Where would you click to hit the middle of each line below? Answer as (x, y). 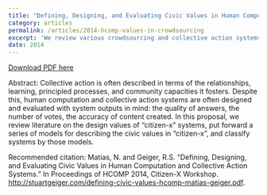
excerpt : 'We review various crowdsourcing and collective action (120, 38)
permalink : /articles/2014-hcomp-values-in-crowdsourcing (106, 30)
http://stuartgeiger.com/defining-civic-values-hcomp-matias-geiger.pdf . (127, 182)
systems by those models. (51, 142)
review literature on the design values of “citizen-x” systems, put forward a (131, 125)
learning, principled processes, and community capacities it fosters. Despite (133, 91)
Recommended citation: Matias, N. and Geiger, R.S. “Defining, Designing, (128, 157)
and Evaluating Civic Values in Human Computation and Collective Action (128, 166)
